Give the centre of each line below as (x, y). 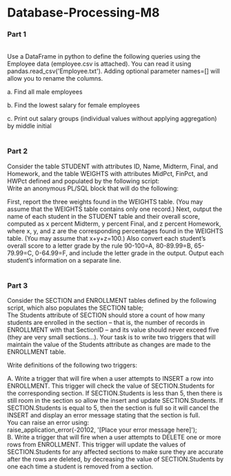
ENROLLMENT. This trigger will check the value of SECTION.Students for (111, 386)
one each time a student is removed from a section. (80, 466)
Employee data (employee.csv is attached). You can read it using (99, 64)
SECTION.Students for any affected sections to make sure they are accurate (115, 452)
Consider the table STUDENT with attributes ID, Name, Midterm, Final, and (113, 166)
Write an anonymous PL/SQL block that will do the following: (93, 188)
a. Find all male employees (45, 92)
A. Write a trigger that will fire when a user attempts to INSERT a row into (110, 379)
